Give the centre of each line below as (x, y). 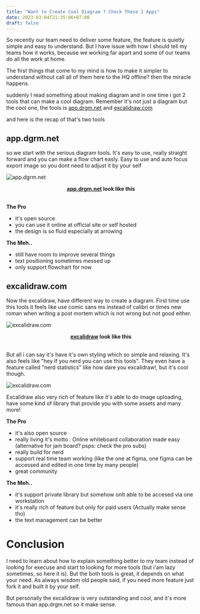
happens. (18, 83)
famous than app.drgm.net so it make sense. (62, 604)
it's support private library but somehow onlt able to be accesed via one (104, 495)
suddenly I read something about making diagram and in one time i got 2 (96, 95)
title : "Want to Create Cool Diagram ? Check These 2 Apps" (83, 12)
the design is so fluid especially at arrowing (69, 231)
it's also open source (41, 433)
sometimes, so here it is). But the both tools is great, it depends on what (95, 573)
